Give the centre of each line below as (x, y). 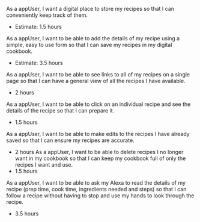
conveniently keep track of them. (47, 15)
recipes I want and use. (44, 165)
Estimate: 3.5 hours (39, 63)
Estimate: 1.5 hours (38, 27)
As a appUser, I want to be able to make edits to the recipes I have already (98, 134)
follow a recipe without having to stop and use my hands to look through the (100, 196)
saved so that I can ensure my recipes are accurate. (70, 140)
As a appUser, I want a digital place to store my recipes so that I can (90, 9)
